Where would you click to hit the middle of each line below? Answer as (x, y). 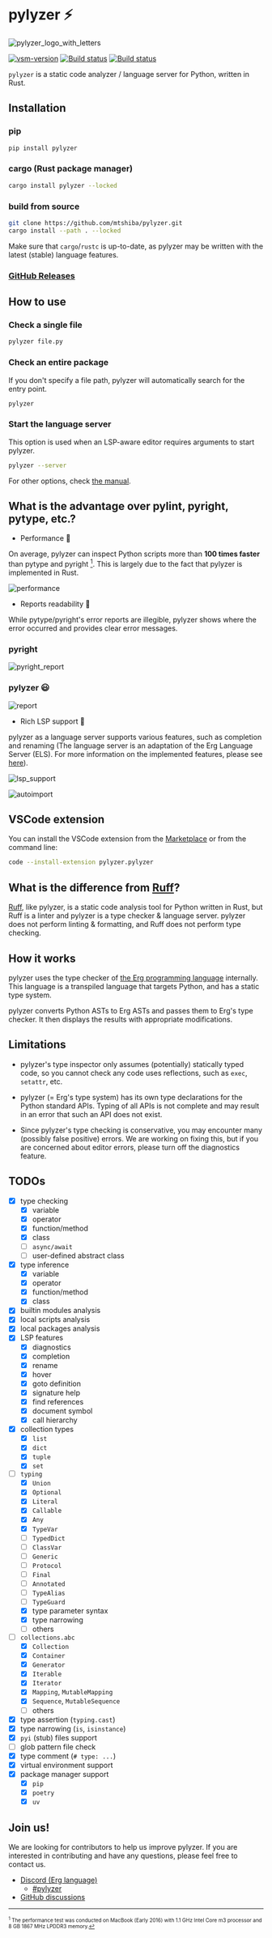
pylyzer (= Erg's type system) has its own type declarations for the (131, 1097)
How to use (37, 302)
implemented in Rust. (44, 573)
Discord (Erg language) (59, 1880)
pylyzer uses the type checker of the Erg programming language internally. (134, 977)
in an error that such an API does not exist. (91, 1114)
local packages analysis (60, 1328)
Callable (47, 1511)
